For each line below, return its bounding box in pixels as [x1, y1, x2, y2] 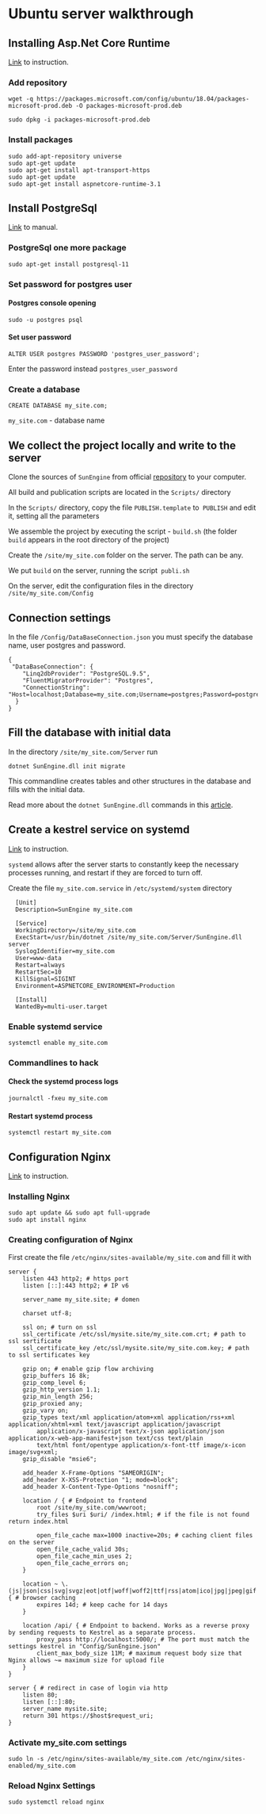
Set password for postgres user [8, 278, 132, 289]
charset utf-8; [22, 1309, 73, 1317]
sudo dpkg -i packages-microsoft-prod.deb [8, 116, 150, 124]
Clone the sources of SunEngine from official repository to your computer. [8, 473, 247, 482]
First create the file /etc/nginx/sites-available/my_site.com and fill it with [8, 1252, 252, 1261]
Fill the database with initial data [8, 726, 172, 740]
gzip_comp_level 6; [22, 1379, 87, 1387]
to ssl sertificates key [8, 1351, 90, 1359]
